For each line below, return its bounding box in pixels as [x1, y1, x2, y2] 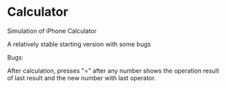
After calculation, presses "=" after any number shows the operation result [7, 66, 220, 75]
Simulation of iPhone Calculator [7, 27, 97, 35]
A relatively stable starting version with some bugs [7, 40, 151, 48]
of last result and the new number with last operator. [7, 73, 156, 82]
